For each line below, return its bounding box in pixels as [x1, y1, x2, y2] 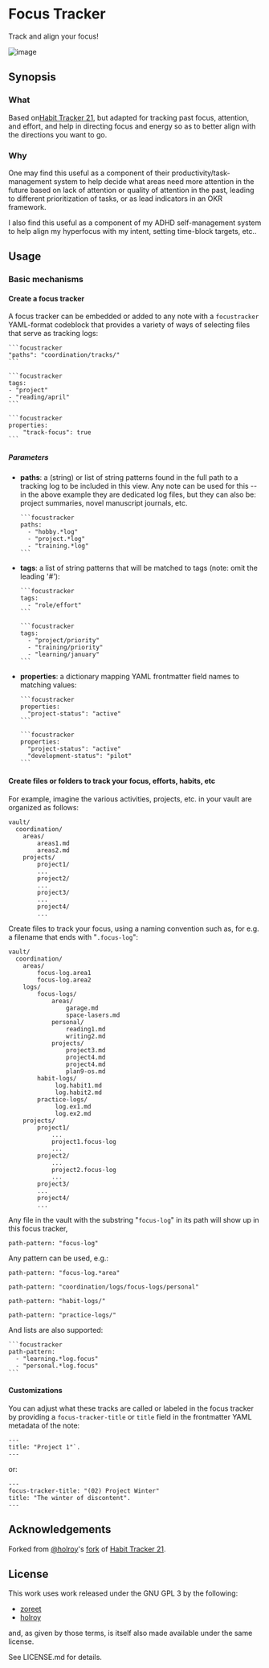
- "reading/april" [8, 393, 70, 402]
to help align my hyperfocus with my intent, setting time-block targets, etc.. [8, 226, 257, 236]
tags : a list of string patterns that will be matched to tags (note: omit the [19, 564, 259, 573]
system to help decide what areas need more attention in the [53, 176, 255, 186]
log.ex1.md [55, 1102, 92, 1110]
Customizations [8, 1386, 63, 1395]
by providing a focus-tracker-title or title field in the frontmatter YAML [8, 1412, 252, 1421]
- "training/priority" [27, 644, 104, 652]
